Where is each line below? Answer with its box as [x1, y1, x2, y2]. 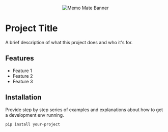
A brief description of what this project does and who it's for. [5, 39, 133, 45]
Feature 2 [12, 73, 33, 79]
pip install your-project [5, 122, 60, 127]
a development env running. [5, 112, 64, 118]
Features [5, 54, 34, 63]
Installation [5, 93, 42, 102]
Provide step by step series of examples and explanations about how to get [5, 107, 163, 113]
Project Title [5, 23, 58, 34]
